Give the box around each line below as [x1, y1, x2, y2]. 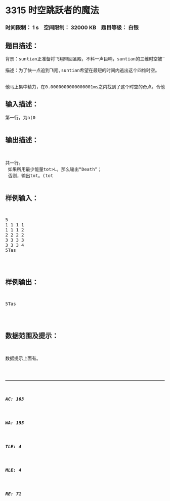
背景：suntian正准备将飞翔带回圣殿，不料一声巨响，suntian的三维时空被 [5, 56, 163, 61]
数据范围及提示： [5, 331, 59, 340]
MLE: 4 [5, 467, 22, 473]
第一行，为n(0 [5, 115, 36, 120]
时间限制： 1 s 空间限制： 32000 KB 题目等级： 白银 [5, 24, 139, 31]
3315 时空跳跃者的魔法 [5, 5, 100, 16]
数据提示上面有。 [5, 355, 41, 361]
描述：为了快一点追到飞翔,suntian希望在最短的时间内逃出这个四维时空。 [5, 67, 160, 73]
